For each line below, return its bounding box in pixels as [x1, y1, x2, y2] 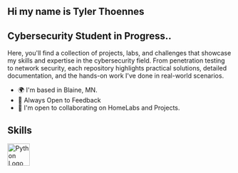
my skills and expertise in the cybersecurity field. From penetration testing [7, 56, 226, 65]
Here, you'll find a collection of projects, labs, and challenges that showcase [7, 49, 232, 58]
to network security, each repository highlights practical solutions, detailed [7, 64, 227, 73]
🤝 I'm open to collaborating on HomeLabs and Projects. [17, 103, 180, 112]
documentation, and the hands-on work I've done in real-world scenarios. [7, 71, 224, 80]
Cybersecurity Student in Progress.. [7, 30, 172, 42]
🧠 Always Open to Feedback [17, 96, 101, 105]
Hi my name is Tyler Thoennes [7, 6, 145, 18]
